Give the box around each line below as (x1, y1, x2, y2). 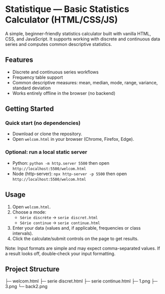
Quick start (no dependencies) (5, 120, 81, 127)
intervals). (12, 230, 33, 236)
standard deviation (12, 85, 51, 91)
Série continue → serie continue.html (19, 220, 100, 226)
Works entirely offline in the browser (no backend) (12, 90, 116, 96)
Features (5, 56, 33, 64)
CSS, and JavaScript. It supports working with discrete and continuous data (5, 36, 161, 42)
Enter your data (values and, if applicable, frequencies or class (12, 225, 141, 231)
